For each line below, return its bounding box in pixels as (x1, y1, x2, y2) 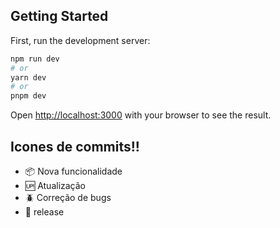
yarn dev (10, 72, 47, 83)
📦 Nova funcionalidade (24, 165, 123, 177)
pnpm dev (10, 91, 47, 101)
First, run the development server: (10, 34, 151, 46)
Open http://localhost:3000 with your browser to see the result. (10, 109, 272, 121)
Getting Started (10, 8, 109, 25)
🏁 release (24, 206, 65, 218)
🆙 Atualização (24, 180, 87, 191)
